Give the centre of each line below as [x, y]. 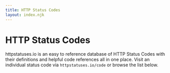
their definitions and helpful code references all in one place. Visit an [77, 60]
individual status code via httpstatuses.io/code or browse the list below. [82, 65]
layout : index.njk [25, 15]
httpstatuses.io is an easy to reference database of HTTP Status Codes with [85, 54]
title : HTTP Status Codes [33, 10]
